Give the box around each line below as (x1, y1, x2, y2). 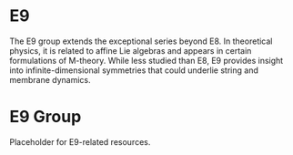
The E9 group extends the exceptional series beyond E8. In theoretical (9, 36, 273, 46)
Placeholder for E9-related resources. (9, 136, 151, 147)
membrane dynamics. (9, 74, 91, 85)
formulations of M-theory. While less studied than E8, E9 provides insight (9, 55, 284, 66)
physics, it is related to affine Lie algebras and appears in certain (9, 45, 252, 56)
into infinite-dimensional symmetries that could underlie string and (9, 65, 259, 76)
